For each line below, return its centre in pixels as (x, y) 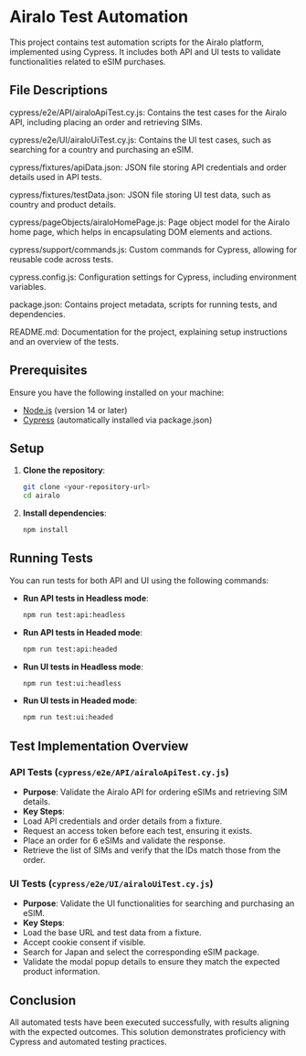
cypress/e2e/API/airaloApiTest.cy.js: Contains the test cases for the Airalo (148, 112)
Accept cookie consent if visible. (84, 943)
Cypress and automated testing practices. (88, 1042)
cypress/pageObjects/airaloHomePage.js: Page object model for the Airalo (150, 222)
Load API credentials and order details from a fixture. (122, 821)
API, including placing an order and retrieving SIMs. (106, 122)
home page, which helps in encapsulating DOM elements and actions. (141, 231)
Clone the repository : (64, 470)
